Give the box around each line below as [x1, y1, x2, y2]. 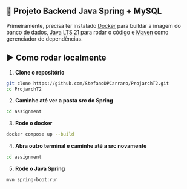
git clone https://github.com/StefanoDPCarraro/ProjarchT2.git [6, 80, 169, 87]
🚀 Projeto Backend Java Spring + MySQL [6, 6, 162, 16]
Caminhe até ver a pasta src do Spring [15, 97, 113, 104]
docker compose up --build [6, 131, 74, 138]
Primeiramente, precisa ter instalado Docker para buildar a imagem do [6, 22, 182, 29]
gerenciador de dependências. [6, 35, 83, 42]
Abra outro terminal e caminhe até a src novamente [15, 142, 147, 150]
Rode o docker [15, 119, 53, 127]
